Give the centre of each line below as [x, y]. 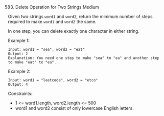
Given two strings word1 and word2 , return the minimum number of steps [81, 16]
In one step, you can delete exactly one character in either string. [74, 31]
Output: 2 [18, 54]
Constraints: [20, 94]
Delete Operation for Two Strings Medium [57, 7]
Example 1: [19, 40]
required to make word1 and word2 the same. [52, 22]
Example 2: [19, 71]
